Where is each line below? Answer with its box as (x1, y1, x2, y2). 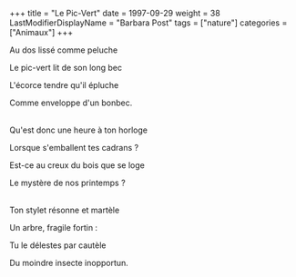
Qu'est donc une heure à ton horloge (9, 124, 148, 135)
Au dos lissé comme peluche (9, 45, 118, 55)
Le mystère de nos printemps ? (9, 177, 126, 188)
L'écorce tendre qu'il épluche (9, 80, 119, 90)
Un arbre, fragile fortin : (9, 223, 98, 232)
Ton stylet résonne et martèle (9, 204, 120, 215)
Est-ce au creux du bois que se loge (9, 160, 146, 171)
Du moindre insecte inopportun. (9, 258, 129, 268)
